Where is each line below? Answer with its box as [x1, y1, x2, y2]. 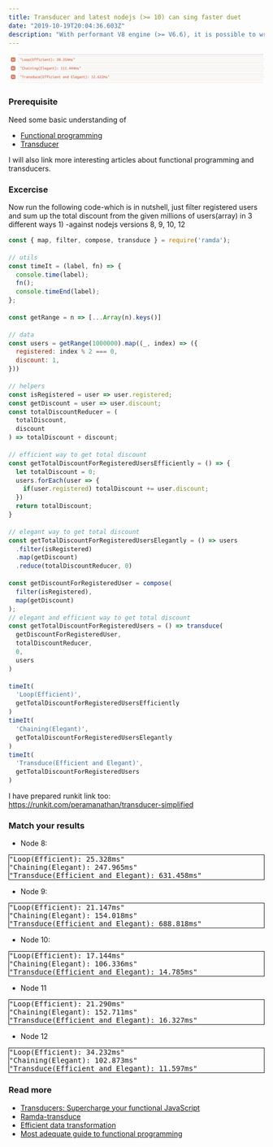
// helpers [8, 382, 45, 390]
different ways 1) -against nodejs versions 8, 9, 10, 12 [8, 219, 185, 229]
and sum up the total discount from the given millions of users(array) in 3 [8, 211, 253, 221]
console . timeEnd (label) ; [15, 288, 100, 296]
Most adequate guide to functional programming [19, 1128, 183, 1138]
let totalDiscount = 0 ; [15, 467, 96, 476]
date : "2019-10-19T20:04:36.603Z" [8, 21, 126, 30]
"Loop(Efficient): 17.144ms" [9, 951, 125, 961]
